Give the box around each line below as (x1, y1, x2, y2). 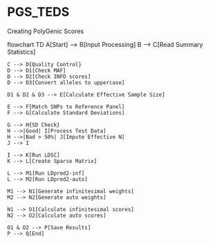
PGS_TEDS (7, 4, 70, 20)
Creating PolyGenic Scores (7, 27, 84, 35)
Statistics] (7, 48, 36, 56)
